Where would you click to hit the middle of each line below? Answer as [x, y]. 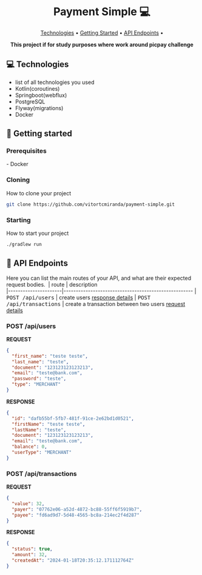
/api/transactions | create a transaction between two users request [96, 304]
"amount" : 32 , [29, 555]
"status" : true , [32, 549]
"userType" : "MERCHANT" [42, 453]
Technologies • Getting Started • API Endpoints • [102, 33]
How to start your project [38, 233]
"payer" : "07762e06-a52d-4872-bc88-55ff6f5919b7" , [77, 509]
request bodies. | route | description [52, 284]
